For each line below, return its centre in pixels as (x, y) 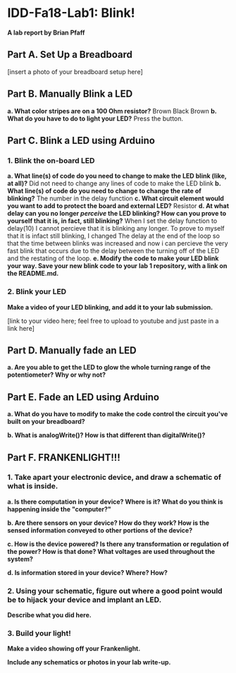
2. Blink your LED (37, 292)
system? (20, 559)
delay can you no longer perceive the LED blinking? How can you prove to (117, 214)
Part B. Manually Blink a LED (70, 94)
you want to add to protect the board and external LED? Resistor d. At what (118, 206)
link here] (21, 328)
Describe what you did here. (49, 615)
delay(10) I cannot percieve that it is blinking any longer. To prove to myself (116, 229)
